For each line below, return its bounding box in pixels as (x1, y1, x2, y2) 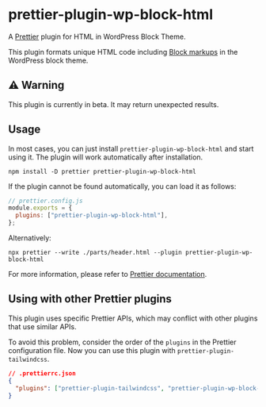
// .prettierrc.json (8, 369, 77, 378)
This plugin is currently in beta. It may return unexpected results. (8, 99, 219, 109)
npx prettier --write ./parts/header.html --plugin (8, 248, 182, 257)
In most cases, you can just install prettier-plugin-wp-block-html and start (8, 144, 254, 153)
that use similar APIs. (8, 321, 77, 331)
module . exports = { (8, 204, 73, 212)
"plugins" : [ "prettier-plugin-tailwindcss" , (15, 384, 165, 392)
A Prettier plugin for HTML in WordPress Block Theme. (8, 32, 186, 41)
